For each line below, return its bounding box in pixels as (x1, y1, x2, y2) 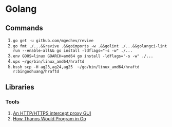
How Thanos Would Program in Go (12, 115, 86, 121)
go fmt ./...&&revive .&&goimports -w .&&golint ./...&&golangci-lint (12, 44, 167, 49)
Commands (5, 24, 44, 32)
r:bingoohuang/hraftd (12, 69, 59, 74)
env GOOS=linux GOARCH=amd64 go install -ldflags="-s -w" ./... (12, 53, 154, 59)
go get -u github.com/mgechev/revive (12, 38, 94, 43)
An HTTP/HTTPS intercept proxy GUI (12, 110, 91, 116)
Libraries (5, 83, 34, 92)
